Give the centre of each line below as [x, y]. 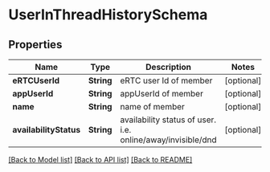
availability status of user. [168, 120]
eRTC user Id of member [166, 80]
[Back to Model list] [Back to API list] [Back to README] [100, 160]
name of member [152, 106]
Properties [35, 45]
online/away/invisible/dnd [168, 140]
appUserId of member [162, 94]
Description [168, 67]
